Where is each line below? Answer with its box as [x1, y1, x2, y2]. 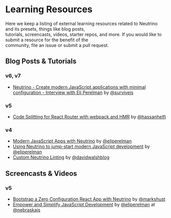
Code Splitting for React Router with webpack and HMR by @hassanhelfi [12, 113, 166, 119]
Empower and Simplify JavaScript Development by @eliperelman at [12, 201, 155, 207]
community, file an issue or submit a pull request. [5, 42, 109, 48]
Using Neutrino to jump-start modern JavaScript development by [12, 143, 150, 150]
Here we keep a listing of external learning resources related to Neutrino [5, 20, 158, 27]
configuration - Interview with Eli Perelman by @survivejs [12, 89, 134, 95]
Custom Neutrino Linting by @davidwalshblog [12, 154, 110, 160]
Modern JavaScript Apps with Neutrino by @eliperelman [12, 138, 132, 144]
